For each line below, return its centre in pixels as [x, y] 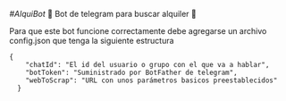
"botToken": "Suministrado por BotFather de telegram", [132, 72]
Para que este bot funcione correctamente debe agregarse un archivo [138, 31]
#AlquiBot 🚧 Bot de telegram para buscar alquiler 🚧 [103, 14]
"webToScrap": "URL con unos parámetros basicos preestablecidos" [151, 80]
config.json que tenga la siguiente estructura [92, 41]
